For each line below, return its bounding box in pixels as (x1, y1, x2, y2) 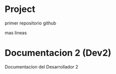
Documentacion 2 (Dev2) (5, 47, 111, 58)
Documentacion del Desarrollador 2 (5, 63, 78, 69)
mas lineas (5, 29, 27, 35)
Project (5, 3, 36, 15)
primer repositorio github (5, 20, 56, 26)
